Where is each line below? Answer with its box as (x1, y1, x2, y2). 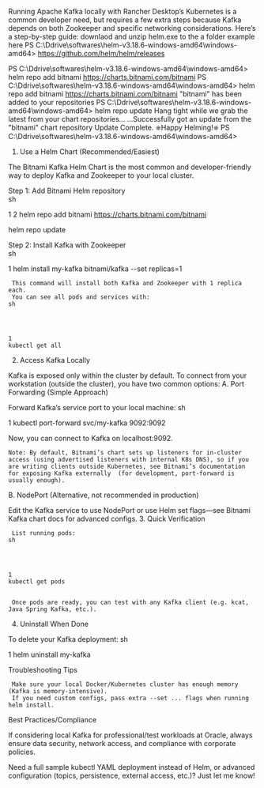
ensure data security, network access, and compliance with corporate (8, 739, 236, 748)
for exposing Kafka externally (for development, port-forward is (8, 469, 236, 477)
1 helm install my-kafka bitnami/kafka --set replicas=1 (8, 264, 183, 273)
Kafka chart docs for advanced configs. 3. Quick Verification (8, 514, 206, 523)
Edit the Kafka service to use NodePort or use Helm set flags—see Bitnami (8, 506, 251, 515)
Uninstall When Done (19, 620, 89, 628)
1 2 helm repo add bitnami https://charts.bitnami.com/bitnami (8, 209, 207, 219)
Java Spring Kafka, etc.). (8, 605, 97, 613)
